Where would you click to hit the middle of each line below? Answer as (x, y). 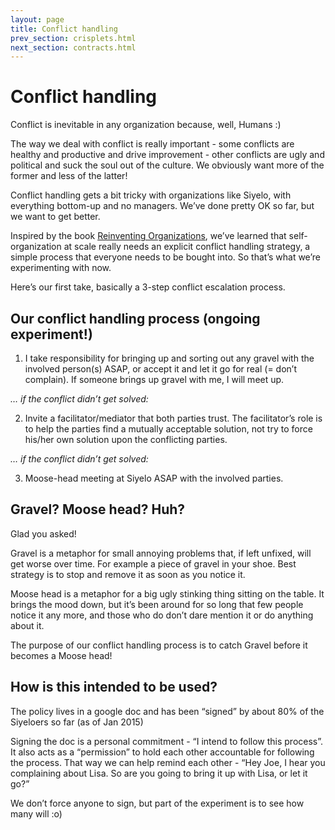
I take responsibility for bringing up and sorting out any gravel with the (169, 358)
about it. (27, 625)
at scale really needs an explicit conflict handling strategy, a (187, 247)
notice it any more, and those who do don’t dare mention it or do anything (162, 615)
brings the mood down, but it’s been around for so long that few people (157, 604)
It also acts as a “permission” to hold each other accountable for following (162, 752)
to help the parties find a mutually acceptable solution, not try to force (168, 429)
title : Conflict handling (64, 29)
